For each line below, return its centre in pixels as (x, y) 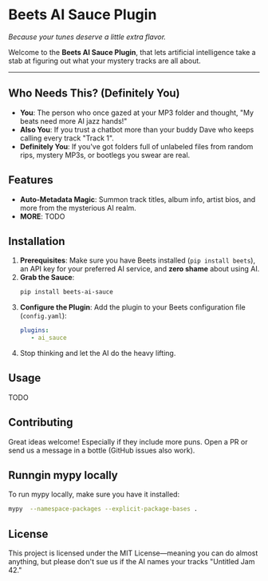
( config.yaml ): (43, 316)
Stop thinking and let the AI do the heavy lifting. (98, 353)
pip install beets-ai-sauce (66, 292)
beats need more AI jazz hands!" (73, 121)
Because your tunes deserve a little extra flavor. (87, 37)
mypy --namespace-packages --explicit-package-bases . (103, 509)
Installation (37, 241)
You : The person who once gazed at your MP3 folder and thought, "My (136, 113)
